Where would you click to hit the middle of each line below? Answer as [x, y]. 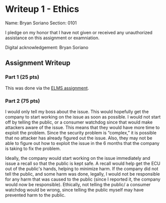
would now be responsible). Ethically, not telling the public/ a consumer [78, 184]
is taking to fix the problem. [33, 148]
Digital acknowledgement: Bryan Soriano [47, 47]
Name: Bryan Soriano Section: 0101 [41, 23]
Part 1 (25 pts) [22, 77]
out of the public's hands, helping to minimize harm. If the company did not [82, 169]
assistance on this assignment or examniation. [52, 38]
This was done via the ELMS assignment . [47, 88]
